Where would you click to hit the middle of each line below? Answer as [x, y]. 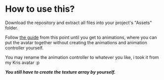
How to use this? [40, 9]
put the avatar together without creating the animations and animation [76, 42]
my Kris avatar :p [22, 62]
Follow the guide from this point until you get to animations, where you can [81, 37]
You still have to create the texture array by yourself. [61, 72]
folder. [12, 27]
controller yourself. [24, 48]
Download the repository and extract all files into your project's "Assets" [79, 23]
